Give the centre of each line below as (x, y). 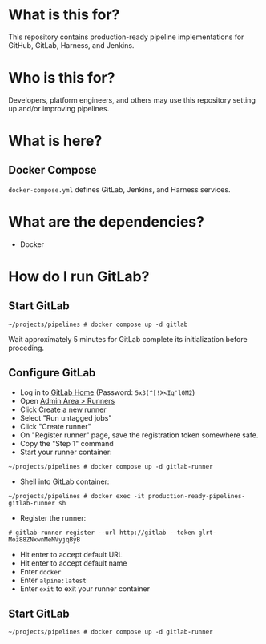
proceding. (26, 348)
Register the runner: (53, 517)
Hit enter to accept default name (73, 563)
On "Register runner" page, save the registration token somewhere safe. (139, 435)
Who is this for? (62, 78)
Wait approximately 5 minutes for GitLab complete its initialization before (128, 339)
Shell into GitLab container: (64, 481)
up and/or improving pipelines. (59, 108)
